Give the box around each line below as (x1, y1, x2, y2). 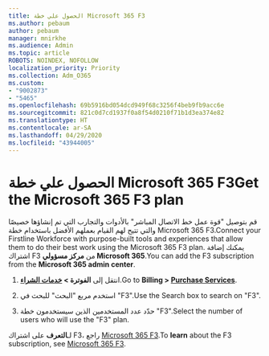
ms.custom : (8, 79, 45, 87)
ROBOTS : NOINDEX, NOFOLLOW (8, 57, 99, 65)
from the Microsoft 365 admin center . (8, 260, 136, 269)
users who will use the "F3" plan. (19, 315, 130, 325)
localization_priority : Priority (8, 64, 120, 72)
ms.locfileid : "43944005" (8, 138, 95, 147)
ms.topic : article (8, 49, 70, 57)
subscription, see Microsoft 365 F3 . (8, 339, 126, 349)
